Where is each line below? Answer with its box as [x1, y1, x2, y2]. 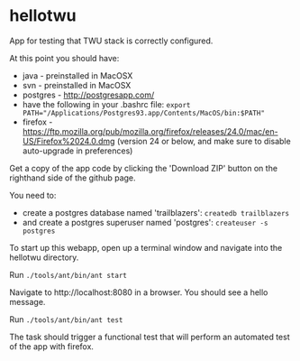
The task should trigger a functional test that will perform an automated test [9, 331, 290, 342]
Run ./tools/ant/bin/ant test [9, 313, 123, 325]
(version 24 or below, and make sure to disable [116, 135, 291, 146]
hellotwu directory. [9, 252, 79, 263]
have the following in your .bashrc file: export [22, 98, 191, 109]
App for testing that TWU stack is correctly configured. [9, 35, 214, 46]
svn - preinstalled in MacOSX [22, 79, 132, 90]
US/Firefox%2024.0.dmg [22, 135, 115, 146]
